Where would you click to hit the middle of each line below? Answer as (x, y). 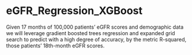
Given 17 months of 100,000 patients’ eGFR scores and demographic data (95, 27)
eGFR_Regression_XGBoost (74, 11)
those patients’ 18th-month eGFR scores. (55, 46)
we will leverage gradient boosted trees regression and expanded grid (91, 33)
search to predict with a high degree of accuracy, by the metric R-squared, (96, 39)
